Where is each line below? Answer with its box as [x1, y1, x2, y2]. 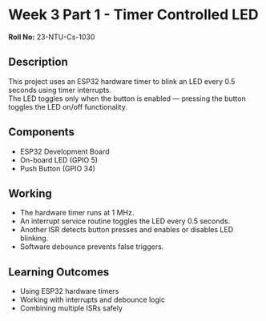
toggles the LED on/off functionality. [8, 102, 128, 111]
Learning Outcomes [8, 265, 110, 279]
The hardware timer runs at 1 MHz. [19, 208, 135, 218]
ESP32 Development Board [19, 146, 110, 156]
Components [8, 126, 75, 139]
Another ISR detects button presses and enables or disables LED [19, 225, 234, 235]
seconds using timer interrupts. [8, 85, 112, 94]
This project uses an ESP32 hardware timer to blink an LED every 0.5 [8, 76, 236, 86]
